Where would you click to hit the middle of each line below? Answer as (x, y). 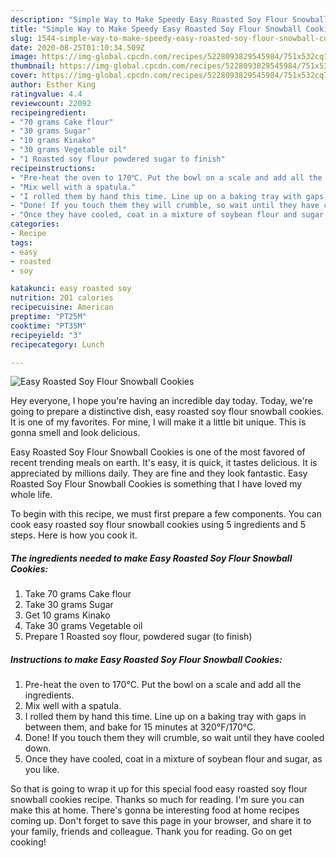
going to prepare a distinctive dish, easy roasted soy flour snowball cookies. (167, 412)
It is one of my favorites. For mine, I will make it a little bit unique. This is (158, 422)
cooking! (28, 842)
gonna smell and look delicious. (75, 433)
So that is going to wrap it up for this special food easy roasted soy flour (159, 789)
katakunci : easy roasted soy (71, 289)
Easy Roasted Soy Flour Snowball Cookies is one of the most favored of (158, 452)
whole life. (31, 495)
